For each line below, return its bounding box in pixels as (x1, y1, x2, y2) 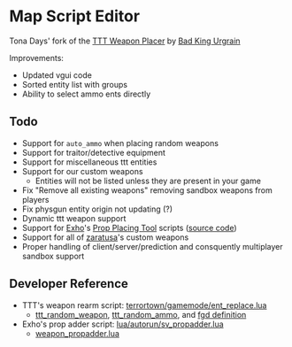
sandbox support (21, 251, 85, 261)
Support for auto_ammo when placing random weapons (21, 137, 219, 148)
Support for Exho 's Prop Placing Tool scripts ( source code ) (21, 222, 237, 233)
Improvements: (9, 52, 65, 63)
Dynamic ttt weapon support (21, 212, 127, 223)
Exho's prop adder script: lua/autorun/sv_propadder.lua (21, 319, 224, 329)
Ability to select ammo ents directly (21, 89, 151, 99)
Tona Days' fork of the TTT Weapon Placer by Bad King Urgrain (9, 35, 241, 46)
